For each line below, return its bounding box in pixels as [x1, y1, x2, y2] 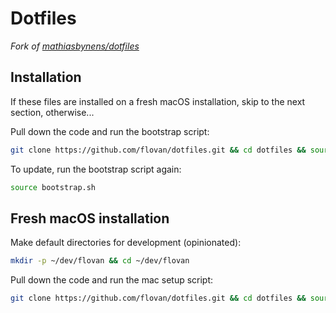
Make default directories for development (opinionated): [10, 237, 242, 249]
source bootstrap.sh [10, 182, 97, 192]
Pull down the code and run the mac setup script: [10, 274, 214, 286]
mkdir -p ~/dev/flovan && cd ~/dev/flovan [10, 256, 190, 266]
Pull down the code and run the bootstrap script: [10, 125, 210, 137]
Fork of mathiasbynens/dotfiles [10, 40, 140, 52]
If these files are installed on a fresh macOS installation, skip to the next [10, 95, 306, 107]
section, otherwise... [10, 106, 95, 118]
